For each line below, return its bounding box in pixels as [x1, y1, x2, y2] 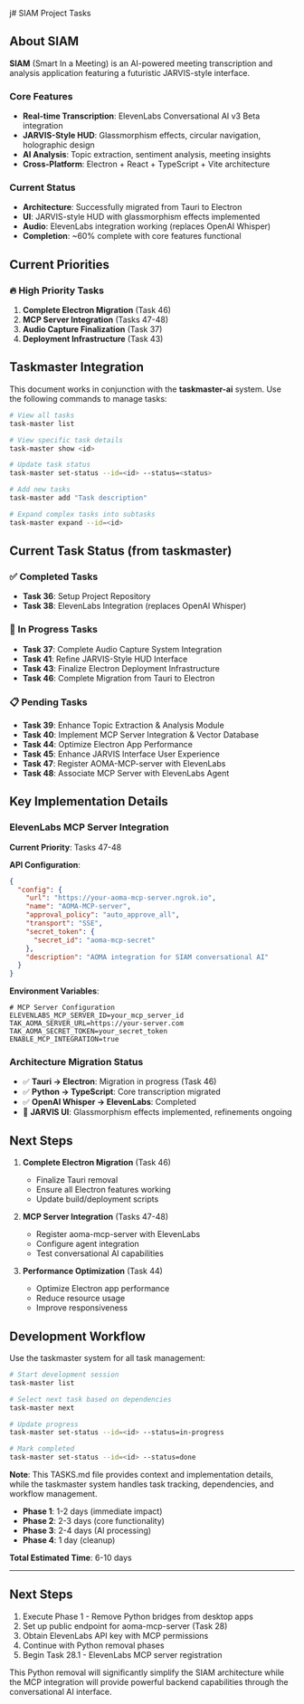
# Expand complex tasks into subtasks [9, 509, 156, 519]
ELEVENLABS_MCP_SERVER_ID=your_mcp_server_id [9, 1011, 184, 1021]
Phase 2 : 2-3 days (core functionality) [22, 1516, 166, 1527]
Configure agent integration [35, 1239, 140, 1250]
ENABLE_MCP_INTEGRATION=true [9, 1035, 119, 1044]
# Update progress [9, 1420, 79, 1429]
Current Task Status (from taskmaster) [9, 543, 233, 559]
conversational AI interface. [9, 1686, 112, 1697]
